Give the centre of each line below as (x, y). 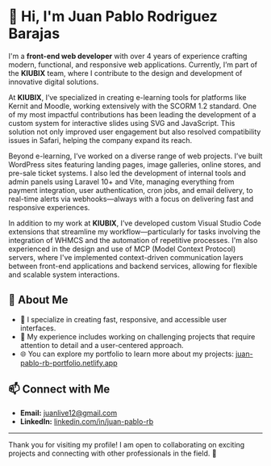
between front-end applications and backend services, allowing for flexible (133, 266)
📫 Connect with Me (59, 390)
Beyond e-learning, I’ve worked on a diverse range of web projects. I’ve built (135, 156)
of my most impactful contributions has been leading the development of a (132, 114)
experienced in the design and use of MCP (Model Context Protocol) (122, 249)
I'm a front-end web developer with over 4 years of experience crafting (128, 56)
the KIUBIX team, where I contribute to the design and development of (125, 73)
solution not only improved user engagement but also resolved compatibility (135, 132)
